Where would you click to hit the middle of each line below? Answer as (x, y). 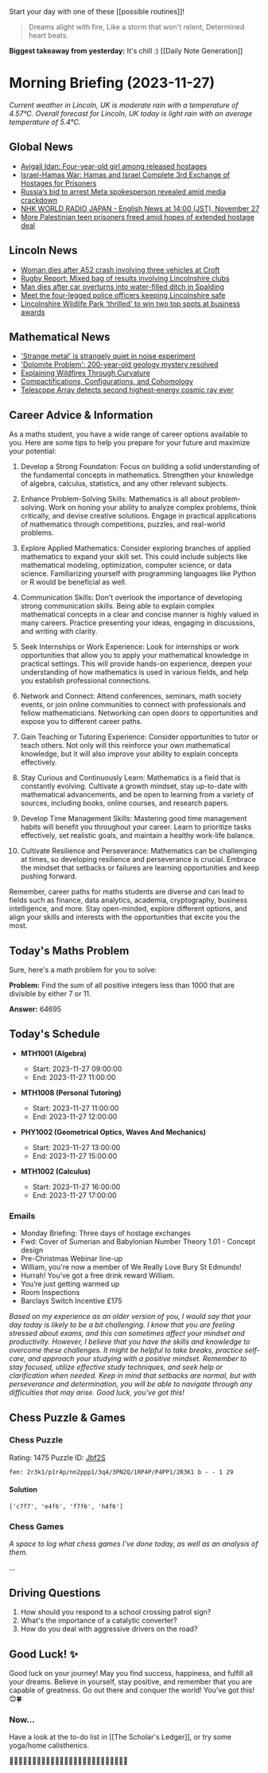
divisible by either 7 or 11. (50, 994)
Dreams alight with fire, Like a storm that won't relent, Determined (136, 27)
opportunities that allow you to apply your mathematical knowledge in (134, 656)
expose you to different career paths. (81, 722)
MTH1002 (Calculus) (55, 1171)
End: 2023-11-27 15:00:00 (75, 1156)
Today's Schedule (54, 1034)
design (32, 1250)
